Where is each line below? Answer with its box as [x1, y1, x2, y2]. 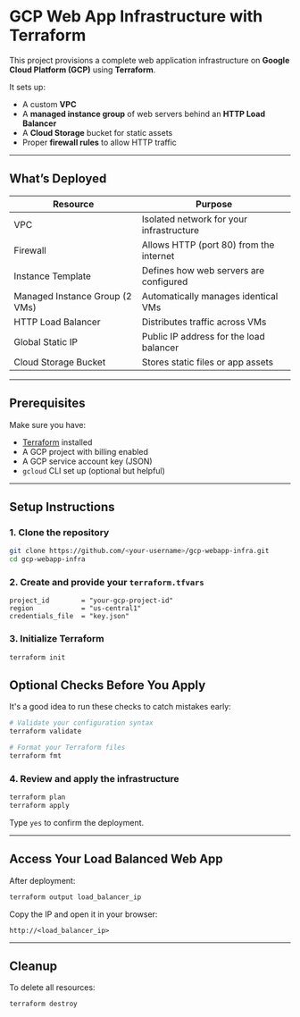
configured [141, 275, 188, 288]
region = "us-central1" [9, 604, 142, 613]
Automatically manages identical [141, 290, 279, 302]
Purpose [196, 198, 233, 210]
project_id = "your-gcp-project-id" [9, 596, 174, 605]
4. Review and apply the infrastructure [9, 772, 179, 785]
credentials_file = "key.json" [9, 612, 129, 621]
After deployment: [9, 875, 76, 886]
